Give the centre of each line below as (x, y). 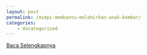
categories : (21, 23)
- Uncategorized (38, 28)
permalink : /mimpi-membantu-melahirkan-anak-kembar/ (74, 17)
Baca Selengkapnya (31, 45)
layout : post (23, 12)
